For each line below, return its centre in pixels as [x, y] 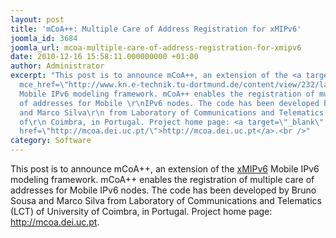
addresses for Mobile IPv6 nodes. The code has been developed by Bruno [163, 190]
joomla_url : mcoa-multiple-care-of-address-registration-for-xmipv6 [156, 47]
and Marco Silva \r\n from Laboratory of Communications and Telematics [172, 112]
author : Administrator [57, 66]
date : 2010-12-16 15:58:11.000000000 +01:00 [104, 57]
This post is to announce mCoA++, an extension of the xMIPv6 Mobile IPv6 [165, 169]
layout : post [37, 19]
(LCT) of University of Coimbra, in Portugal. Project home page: [141, 211]
